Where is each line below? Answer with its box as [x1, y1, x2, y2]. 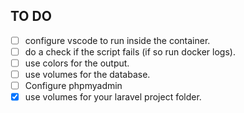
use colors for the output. [24, 57, 130, 69]
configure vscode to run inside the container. [24, 34, 211, 46]
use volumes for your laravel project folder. [24, 91, 202, 103]
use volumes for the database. [24, 69, 151, 80]
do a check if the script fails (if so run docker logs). [24, 45, 236, 58]
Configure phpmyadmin [24, 80, 123, 92]
